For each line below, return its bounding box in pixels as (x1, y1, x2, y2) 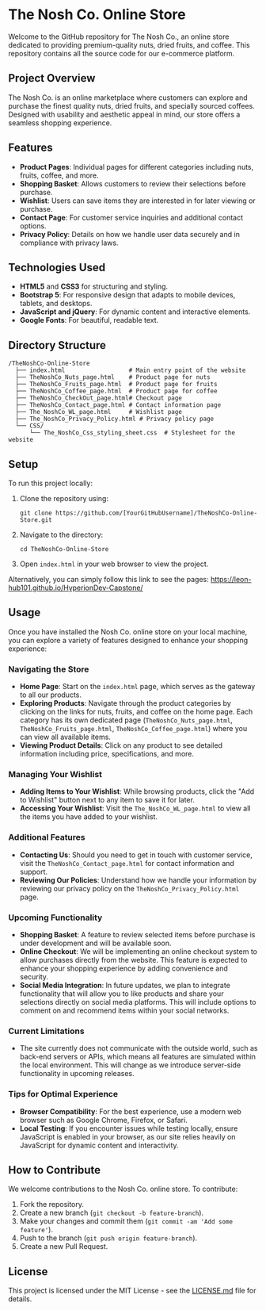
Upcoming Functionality (8, 912, 103, 923)
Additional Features (8, 832, 85, 843)
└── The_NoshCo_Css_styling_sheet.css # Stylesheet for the (28, 429, 236, 437)
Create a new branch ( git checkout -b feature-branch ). (19, 1208, 204, 1218)
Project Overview (8, 71, 96, 85)
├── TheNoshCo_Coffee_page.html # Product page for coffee (15, 387, 218, 396)
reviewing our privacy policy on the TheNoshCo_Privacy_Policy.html (19, 883, 240, 893)
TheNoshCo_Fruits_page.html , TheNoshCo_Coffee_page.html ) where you (19, 724, 248, 734)
